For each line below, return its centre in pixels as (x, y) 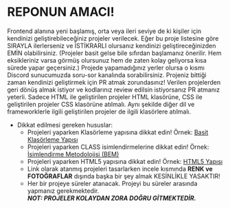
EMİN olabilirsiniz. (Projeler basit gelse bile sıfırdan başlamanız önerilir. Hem (114, 53)
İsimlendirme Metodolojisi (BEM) (73, 154)
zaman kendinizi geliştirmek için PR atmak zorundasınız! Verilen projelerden (114, 82)
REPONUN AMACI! (61, 12)
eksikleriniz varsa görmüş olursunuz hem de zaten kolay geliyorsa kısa (107, 60)
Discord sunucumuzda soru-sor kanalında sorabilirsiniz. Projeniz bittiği (107, 75)
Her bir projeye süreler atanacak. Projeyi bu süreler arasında (112, 183)
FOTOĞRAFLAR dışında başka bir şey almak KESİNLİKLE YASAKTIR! (124, 176)
